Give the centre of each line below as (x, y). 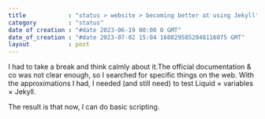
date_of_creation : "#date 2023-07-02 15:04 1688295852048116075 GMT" (127, 37)
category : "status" (56, 23)
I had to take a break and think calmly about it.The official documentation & (130, 67)
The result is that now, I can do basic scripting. (84, 107)
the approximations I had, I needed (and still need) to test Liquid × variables (131, 84)
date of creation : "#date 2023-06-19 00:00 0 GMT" (95, 30)
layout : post (49, 45)
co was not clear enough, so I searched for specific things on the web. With (131, 75)
